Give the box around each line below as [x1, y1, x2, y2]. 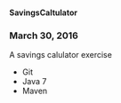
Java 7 [21, 75, 47, 86]
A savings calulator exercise [9, 49, 113, 59]
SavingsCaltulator [9, 7, 78, 18]
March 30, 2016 [9, 29, 78, 42]
